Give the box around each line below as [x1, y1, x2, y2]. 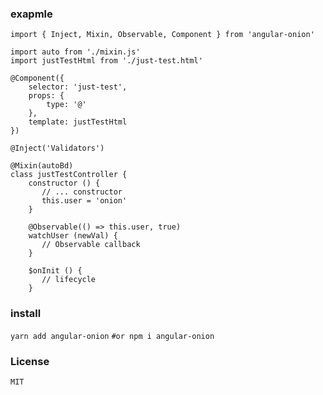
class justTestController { [10, 170, 128, 180]
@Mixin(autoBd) [10, 161, 74, 171]
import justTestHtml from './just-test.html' [10, 56, 203, 66]
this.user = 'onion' [41, 196, 128, 206]
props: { [28, 91, 65, 101]
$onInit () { [28, 266, 83, 276]
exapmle [10, 7, 53, 21]
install [10, 307, 42, 321]
